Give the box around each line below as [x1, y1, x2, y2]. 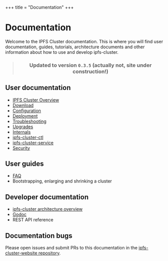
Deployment [12, 113, 38, 119]
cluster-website [5, 250, 38, 256]
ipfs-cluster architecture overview [12, 206, 83, 212]
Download [12, 102, 34, 108]
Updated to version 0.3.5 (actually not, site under [29, 61, 152, 68]
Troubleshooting [12, 118, 47, 124]
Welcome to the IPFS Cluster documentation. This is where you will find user [5, 38, 163, 44]
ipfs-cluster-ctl [12, 134, 44, 140]
